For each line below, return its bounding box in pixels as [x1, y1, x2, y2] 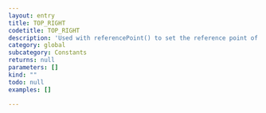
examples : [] [8, 85, 52, 94]
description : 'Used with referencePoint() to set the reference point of [8, 33, 259, 42]
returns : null [8, 56, 56, 64]
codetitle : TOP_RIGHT [8, 26, 80, 34]
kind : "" [8, 71, 37, 79]
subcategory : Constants [8, 49, 88, 56]
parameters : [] [8, 64, 59, 72]
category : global [8, 41, 66, 49]
